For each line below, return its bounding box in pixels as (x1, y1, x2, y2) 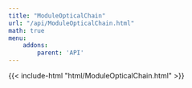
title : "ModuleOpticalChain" (8, 11, 106, 20)
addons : (22, 42, 48, 50)
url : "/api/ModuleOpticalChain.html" (8, 19, 135, 27)
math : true (8, 26, 45, 34)
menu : (8, 34, 27, 42)
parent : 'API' (37, 49, 84, 57)
